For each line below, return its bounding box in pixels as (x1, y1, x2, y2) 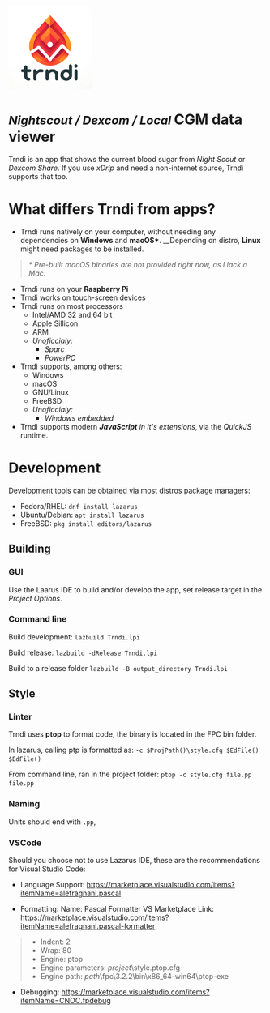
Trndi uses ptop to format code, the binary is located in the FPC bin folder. (8, 729, 257, 739)
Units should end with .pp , (8, 817, 96, 827)
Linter (8, 712, 32, 723)
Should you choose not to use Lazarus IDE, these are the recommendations (8, 856, 261, 866)
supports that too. (8, 171, 68, 181)
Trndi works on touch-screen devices (19, 293, 146, 302)
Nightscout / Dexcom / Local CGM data (8, 110, 243, 129)
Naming (8, 798, 41, 810)
